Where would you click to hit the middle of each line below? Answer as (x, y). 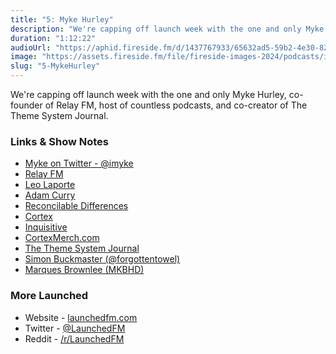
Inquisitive (46, 227)
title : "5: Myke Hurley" (62, 19)
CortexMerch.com (62, 238)
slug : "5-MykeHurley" (55, 66)
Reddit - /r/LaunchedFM (74, 338)
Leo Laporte (50, 185)
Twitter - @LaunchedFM (75, 328)
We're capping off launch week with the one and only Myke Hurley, (148, 94)
